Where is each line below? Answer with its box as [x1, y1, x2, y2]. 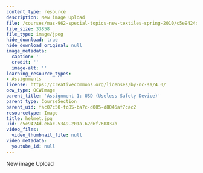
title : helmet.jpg [6, 115, 53, 121]
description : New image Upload [6, 14, 85, 20]
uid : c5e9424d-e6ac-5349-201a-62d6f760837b [6, 121, 118, 127]
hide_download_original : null [6, 43, 83, 49]
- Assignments [6, 76, 42, 82]
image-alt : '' [11, 64, 47, 71]
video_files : [6, 127, 39, 133]
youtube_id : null [11, 143, 56, 149]
